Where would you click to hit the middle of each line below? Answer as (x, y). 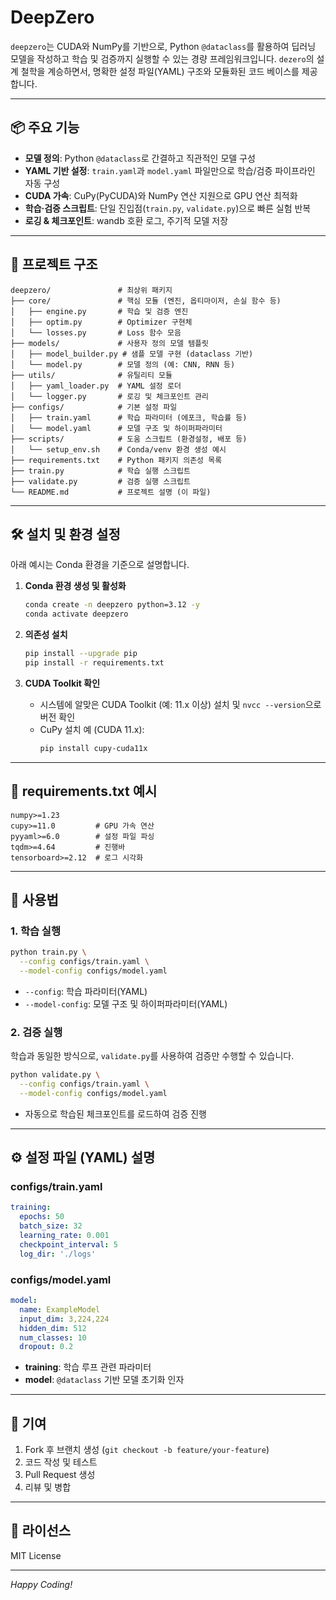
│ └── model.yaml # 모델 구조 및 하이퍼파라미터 (116, 428)
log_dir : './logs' (58, 1254)
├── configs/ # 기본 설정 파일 (94, 407)
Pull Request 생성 (60, 1475)
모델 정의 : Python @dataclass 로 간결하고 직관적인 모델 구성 (140, 158)
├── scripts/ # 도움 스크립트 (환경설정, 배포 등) (129, 439)
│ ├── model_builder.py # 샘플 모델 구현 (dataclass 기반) (132, 354)
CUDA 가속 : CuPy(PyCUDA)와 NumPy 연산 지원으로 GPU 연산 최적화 (161, 195)
